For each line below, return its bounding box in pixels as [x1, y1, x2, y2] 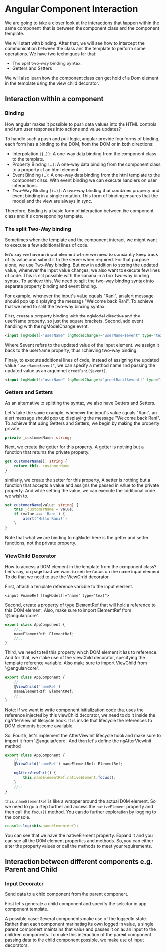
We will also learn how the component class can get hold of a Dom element [5, 75, 159, 81]
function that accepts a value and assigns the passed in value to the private [5, 482, 159, 488]
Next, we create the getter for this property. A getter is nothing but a [5, 444, 144, 450]
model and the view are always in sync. [12, 198, 93, 204]
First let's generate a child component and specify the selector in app [5, 901, 147, 907]
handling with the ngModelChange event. [5, 323, 89, 329]
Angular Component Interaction [5, 3, 138, 15]
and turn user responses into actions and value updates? [5, 126, 121, 132]
